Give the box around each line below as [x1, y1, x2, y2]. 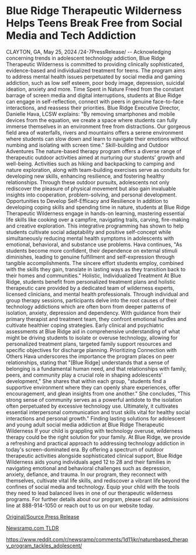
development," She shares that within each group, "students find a [6, 377, 167, 384]
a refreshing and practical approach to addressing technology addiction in [6, 440, 185, 447]
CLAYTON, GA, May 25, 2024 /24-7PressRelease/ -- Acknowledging [6, 48, 171, 55]
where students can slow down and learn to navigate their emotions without [6, 135, 189, 142]
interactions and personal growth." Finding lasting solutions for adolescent [6, 415, 185, 422]
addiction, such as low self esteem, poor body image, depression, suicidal [6, 79, 185, 86]
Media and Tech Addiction [6, 29, 136, 42]
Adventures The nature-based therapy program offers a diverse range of [6, 147, 182, 154]
